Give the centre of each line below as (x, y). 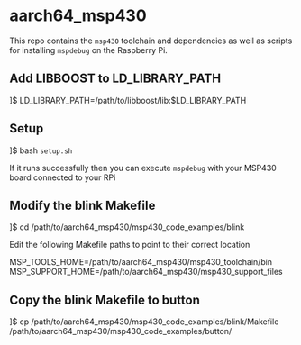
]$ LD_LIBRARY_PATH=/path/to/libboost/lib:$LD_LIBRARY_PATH (128, 100)
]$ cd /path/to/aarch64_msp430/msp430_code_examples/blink (127, 227)
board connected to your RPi (63, 177)
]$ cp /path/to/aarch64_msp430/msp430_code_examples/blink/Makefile (144, 322)
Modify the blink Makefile (82, 205)
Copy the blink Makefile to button (105, 300)
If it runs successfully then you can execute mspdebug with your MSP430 (143, 168)
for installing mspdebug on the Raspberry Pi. (89, 50)
